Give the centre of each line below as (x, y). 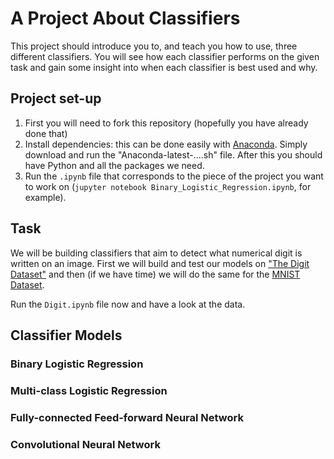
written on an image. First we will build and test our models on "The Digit (160, 263)
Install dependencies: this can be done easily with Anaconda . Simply (166, 144)
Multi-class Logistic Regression (89, 390)
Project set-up (56, 98)
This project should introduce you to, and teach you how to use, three (154, 46)
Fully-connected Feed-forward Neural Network (127, 417)
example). (45, 197)
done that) (46, 133)
